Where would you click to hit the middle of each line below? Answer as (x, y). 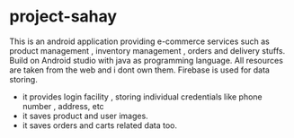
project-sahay (63, 17)
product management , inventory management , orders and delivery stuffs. (147, 50)
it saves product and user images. (85, 116)
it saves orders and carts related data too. (100, 125)
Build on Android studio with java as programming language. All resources (146, 60)
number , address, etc (63, 106)
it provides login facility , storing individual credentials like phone (142, 97)
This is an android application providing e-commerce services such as (139, 41)
